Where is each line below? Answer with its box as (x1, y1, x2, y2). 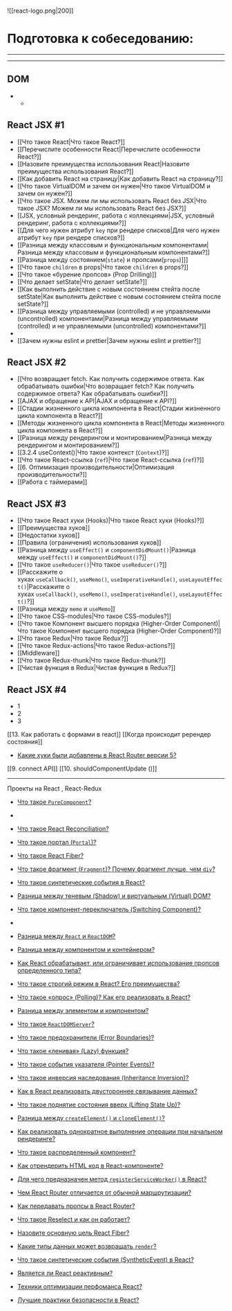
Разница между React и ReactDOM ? (17, 932, 116, 940)
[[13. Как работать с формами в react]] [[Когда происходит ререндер (7, 730, 211, 738)
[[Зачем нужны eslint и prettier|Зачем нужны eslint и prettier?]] (17, 336, 202, 344)
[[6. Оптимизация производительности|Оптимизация (17, 463, 175, 471)
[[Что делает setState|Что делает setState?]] (17, 277, 147, 285)
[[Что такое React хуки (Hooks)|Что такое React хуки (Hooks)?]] (17, 516, 205, 525)
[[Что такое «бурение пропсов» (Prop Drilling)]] (17, 270, 157, 279)
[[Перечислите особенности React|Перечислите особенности (17, 145, 200, 153)
